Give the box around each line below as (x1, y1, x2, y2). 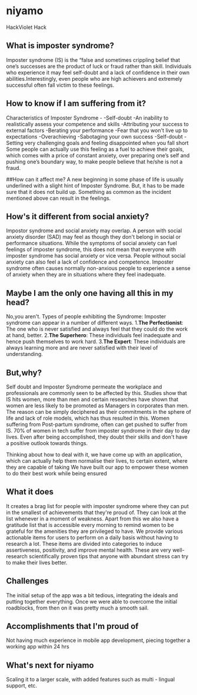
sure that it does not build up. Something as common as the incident (6, 188, 172, 195)
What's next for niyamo (6, 660, 94, 670)
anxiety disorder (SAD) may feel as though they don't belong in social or (6, 233, 181, 241)
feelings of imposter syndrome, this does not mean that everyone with (6, 246, 176, 253)
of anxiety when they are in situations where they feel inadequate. (6, 271, 166, 278)
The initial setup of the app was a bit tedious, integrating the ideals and (6, 591, 178, 599)
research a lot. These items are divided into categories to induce (6, 540, 162, 547)
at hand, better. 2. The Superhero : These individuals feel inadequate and (6, 332, 181, 339)
